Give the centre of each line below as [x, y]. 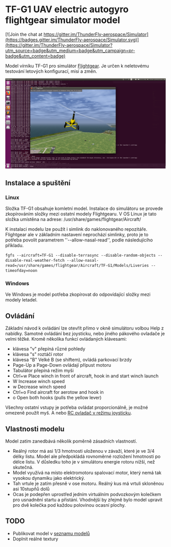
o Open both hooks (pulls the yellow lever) [57, 398]
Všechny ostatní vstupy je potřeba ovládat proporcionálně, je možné [77, 407]
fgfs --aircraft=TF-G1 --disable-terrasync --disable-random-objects [81, 256]
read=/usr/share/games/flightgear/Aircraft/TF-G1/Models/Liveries [77, 266]
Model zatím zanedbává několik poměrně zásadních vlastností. [71, 441]
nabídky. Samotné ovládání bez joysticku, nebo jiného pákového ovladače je [85, 334]
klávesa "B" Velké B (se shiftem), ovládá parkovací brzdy [72, 360]
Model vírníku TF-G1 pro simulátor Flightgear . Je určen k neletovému [77, 66]
